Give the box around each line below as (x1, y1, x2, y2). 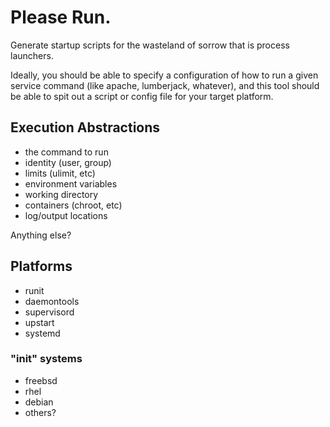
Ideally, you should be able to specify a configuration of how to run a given (10, 69, 319, 81)
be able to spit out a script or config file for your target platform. (10, 90, 274, 102)
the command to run (24, 146, 109, 158)
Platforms (10, 258, 73, 275)
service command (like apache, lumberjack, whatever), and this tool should (10, 79, 320, 91)
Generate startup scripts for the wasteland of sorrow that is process (10, 39, 290, 51)
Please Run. (10, 6, 112, 29)
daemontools (24, 295, 80, 307)
